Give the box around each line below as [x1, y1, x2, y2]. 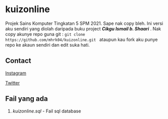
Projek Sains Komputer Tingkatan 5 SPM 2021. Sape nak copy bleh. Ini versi [5, 20, 163, 26]
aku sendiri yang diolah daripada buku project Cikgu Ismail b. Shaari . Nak [5, 25, 161, 31]
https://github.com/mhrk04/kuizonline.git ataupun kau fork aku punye [5, 36, 158, 43]
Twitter [5, 80, 20, 86]
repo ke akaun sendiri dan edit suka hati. [5, 42, 90, 48]
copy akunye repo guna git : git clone [5, 31, 86, 37]
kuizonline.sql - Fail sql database [12, 108, 81, 114]
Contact [5, 57, 31, 65]
